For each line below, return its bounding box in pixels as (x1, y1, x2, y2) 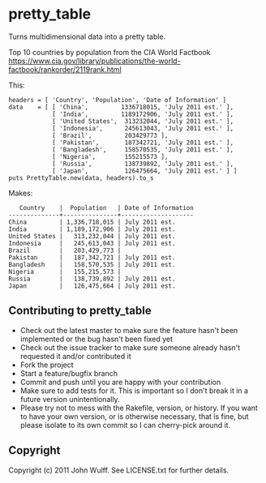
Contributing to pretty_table (8, 304, 152, 318)
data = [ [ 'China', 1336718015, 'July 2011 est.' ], (8, 103, 234, 111)
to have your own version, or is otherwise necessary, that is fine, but (19, 411, 249, 421)
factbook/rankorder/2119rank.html (8, 64, 122, 74)
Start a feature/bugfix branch (19, 368, 118, 378)
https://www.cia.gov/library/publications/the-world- (8, 56, 181, 66)
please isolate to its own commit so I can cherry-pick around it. (19, 420, 231, 430)
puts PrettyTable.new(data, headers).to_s (8, 173, 154, 182)
